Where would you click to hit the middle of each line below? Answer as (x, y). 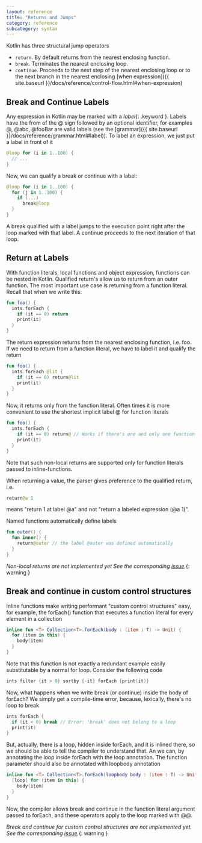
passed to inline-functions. (39, 469)
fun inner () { (29, 538)
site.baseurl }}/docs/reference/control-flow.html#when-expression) (99, 83)
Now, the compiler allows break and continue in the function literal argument (101, 809)
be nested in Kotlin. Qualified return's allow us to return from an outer (92, 279)
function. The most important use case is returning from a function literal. (97, 285)
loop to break (23, 705)
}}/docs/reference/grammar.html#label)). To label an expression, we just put (100, 135)
